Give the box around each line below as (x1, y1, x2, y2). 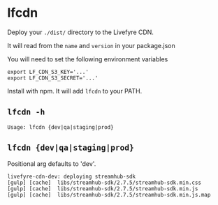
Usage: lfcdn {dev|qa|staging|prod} (7, 123, 114, 130)
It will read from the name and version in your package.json (7, 41, 176, 50)
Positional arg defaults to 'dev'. (7, 159, 96, 168)
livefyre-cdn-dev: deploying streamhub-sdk (7, 173, 136, 180)
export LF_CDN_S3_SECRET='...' (7, 75, 99, 82)
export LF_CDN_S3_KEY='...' (7, 68, 89, 75)
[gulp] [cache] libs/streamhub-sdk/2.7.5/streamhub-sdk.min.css (7, 179, 201, 186)
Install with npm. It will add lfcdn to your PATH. (7, 86, 143, 95)
